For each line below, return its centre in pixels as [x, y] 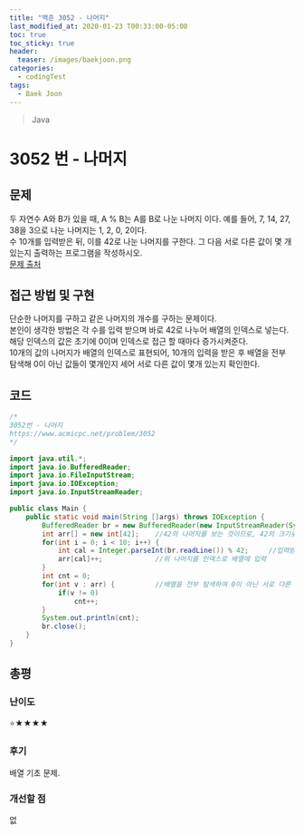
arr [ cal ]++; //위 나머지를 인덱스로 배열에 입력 [162, 559]
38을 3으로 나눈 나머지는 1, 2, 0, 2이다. [78, 230]
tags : [19, 85]
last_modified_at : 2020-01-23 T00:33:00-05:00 [99, 26]
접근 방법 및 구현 [52, 295]
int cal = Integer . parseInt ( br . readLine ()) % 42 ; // [167, 551]
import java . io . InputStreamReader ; [76, 492]
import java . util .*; [48, 459]
